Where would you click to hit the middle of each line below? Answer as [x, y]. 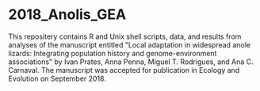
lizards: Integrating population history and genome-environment [113, 53]
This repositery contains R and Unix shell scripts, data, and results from [125, 36]
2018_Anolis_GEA [67, 15]
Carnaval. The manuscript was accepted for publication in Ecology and [124, 70]
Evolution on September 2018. [57, 78]
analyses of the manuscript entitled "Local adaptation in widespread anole [130, 44]
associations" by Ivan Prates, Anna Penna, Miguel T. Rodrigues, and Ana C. [131, 62]
